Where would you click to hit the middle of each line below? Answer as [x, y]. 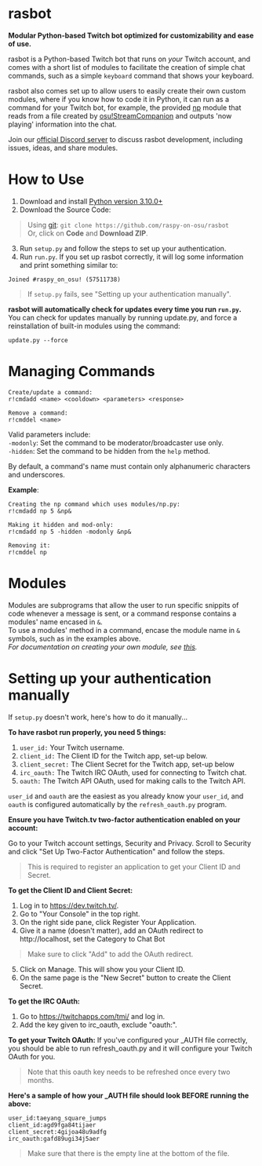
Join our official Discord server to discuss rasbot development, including [126, 139]
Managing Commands [82, 372]
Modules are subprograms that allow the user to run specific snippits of [124, 605]
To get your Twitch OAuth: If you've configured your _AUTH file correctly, [128, 1040]
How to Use [46, 179]
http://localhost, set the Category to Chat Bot [92, 938]
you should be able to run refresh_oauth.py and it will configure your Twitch [130, 1048]
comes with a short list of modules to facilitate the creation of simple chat [127, 67]
